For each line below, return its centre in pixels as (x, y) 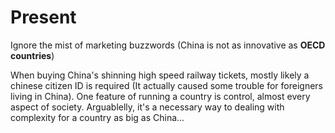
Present (43, 17)
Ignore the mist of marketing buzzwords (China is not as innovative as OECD (168, 45)
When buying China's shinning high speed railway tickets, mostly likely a (160, 75)
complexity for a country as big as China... (97, 117)
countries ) (32, 55)
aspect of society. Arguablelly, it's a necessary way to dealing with (147, 107)
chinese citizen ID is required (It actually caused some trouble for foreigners (166, 85)
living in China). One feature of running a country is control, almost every (160, 96)
